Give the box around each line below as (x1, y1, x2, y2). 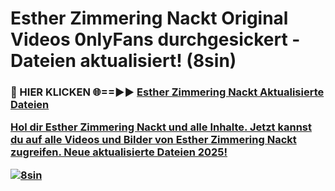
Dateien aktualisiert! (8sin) (10, 50, 237, 72)
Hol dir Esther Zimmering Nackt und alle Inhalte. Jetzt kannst (10, 120, 312, 134)
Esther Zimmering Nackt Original (10, 7, 289, 30)
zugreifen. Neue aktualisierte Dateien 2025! (10, 145, 228, 159)
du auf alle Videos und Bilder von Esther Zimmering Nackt (10, 133, 297, 147)
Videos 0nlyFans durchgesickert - (10, 28, 301, 51)
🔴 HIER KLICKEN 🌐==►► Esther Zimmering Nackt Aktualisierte (10, 85, 325, 99)
